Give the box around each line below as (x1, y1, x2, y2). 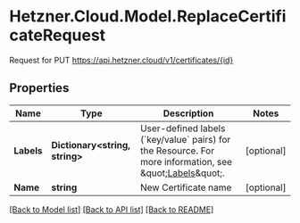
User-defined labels (139, 122, 226, 135)
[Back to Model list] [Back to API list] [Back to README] (9, 203, 214, 215)
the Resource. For (139, 145, 215, 157)
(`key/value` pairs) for (139, 133, 231, 145)
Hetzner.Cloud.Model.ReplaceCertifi (9, 6, 287, 27)
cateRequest (9, 25, 106, 45)
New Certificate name (139, 181, 232, 194)
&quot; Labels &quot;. (139, 167, 225, 179)
